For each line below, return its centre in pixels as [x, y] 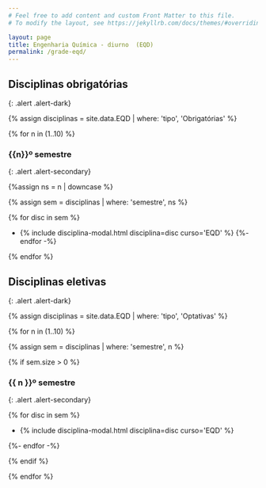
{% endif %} [28, 461]
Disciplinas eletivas [57, 282]
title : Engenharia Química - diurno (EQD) [81, 44]
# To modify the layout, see [56, 23]
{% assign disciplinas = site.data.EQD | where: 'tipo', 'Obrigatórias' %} [123, 118]
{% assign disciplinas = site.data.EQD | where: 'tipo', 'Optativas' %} [118, 316]
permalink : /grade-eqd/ [47, 52]
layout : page [30, 37]
